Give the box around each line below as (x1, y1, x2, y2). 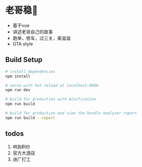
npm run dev (5, 87, 30, 93)
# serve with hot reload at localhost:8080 (5, 83, 99, 88)
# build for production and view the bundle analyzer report (5, 111, 137, 116)
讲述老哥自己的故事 (12, 28, 53, 35)
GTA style (12, 41, 33, 47)
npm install (5, 74, 30, 79)
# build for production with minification (5, 97, 96, 102)
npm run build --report (5, 115, 56, 120)
